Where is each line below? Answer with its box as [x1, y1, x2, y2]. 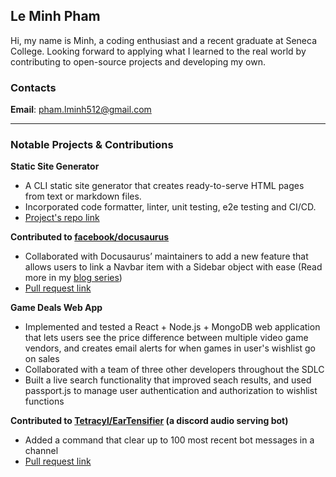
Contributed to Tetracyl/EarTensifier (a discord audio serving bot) [10, 415, 289, 427]
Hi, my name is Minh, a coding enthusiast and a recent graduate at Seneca [10, 34, 317, 46]
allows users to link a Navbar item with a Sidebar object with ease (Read [24, 261, 323, 273]
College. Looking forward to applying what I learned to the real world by [10, 45, 307, 57]
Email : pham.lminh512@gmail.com [10, 104, 152, 116]
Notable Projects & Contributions [10, 138, 174, 152]
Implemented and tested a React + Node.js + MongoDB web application [24, 321, 321, 333]
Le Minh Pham [10, 8, 101, 25]
